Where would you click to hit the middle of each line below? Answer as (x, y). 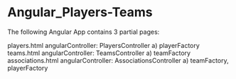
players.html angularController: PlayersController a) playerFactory (104, 45)
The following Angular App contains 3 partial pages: (84, 32)
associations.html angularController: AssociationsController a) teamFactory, (118, 60)
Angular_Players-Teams (80, 12)
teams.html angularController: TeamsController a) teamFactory (99, 53)
